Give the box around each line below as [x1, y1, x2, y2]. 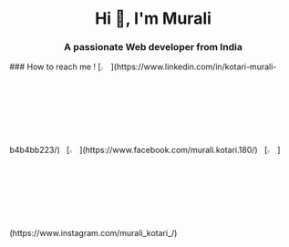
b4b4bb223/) [9, 145, 61, 156]
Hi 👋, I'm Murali [94, 8, 212, 29]
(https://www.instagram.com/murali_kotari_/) [9, 227, 178, 238]
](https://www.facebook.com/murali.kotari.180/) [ [78, 145, 268, 156]
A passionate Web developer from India [63, 41, 243, 54]
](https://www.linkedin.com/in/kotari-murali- [110, 61, 277, 72]
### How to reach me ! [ [9, 61, 102, 72]
